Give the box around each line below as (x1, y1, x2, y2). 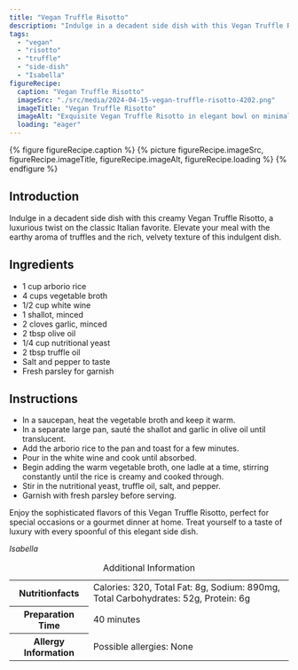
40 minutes (92, 613, 141, 626)
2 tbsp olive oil (21, 327, 76, 338)
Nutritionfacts (19, 587, 80, 600)
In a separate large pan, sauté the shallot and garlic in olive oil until (21, 424, 266, 435)
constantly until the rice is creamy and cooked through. (21, 471, 224, 482)
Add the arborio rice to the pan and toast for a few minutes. (21, 443, 239, 453)
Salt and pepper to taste (21, 356, 111, 367)
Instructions (9, 391, 78, 406)
